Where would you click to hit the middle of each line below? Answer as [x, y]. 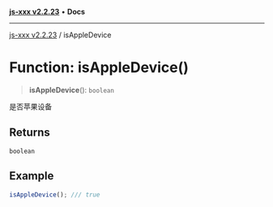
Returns [30, 133]
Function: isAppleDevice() [99, 68]
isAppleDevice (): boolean [71, 90]
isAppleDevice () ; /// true [55, 194]
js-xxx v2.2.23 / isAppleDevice [60, 35]
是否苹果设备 [30, 106]
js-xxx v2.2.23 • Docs [47, 12]
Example [32, 176]
